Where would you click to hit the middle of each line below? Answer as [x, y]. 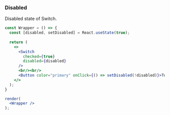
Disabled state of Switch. [31, 19]
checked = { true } [39, 56]
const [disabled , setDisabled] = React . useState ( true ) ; [70, 33]
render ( [13, 99]
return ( [19, 42]
